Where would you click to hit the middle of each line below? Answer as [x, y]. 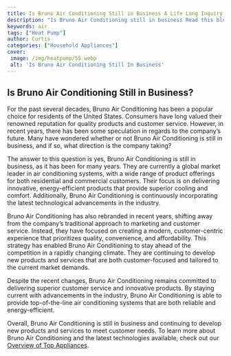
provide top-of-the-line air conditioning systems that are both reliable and [112, 303]
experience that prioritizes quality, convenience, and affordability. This [107, 238]
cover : [16, 52]
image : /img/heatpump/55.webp [53, 59]
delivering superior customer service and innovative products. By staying [111, 288]
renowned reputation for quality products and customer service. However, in [115, 124]
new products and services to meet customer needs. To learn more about [111, 331]
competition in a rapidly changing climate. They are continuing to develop [111, 253]
